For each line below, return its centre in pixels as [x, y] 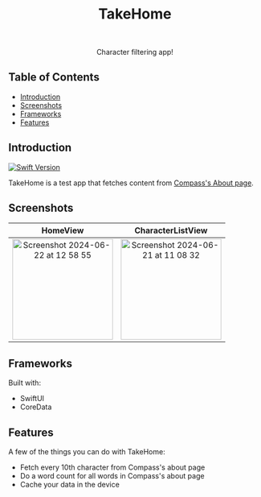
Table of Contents [54, 77]
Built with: [25, 383]
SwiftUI [32, 399]
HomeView [63, 230]
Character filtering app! [135, 52]
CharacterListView [171, 230]
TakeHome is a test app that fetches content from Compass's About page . [131, 183]
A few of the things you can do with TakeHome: [87, 451]
